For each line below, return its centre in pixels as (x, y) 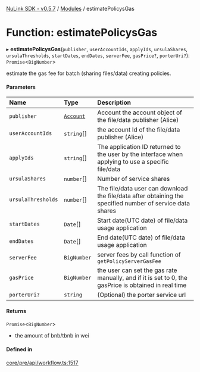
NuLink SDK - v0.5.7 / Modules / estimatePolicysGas (71, 9)
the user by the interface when (140, 154)
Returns (16, 311)
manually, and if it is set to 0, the (142, 278)
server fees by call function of (139, 255)
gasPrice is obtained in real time (142, 285)
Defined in (19, 349)
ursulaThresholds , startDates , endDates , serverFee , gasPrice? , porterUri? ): (98, 55)
